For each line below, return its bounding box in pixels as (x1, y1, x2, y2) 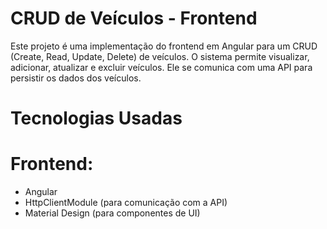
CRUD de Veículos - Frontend (10, 7, 258, 30)
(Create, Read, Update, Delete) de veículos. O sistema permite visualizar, (10, 50, 310, 62)
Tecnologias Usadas (10, 107, 183, 130)
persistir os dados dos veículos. (10, 72, 142, 84)
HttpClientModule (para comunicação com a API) (24, 197, 228, 209)
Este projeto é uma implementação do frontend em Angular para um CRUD (10, 40, 318, 52)
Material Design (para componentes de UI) (24, 207, 201, 219)
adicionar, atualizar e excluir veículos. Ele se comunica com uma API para (10, 61, 313, 73)
